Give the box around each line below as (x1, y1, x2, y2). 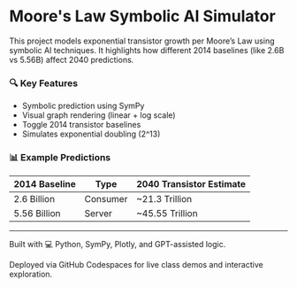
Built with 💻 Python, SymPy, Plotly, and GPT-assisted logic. (9, 238, 226, 249)
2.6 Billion (13, 192, 56, 205)
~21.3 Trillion (136, 192, 193, 205)
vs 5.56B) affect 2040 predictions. (9, 54, 134, 65)
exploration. (9, 269, 53, 279)
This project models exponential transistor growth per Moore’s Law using (9, 35, 275, 46)
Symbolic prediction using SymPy (21, 100, 145, 112)
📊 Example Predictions (9, 152, 111, 164)
